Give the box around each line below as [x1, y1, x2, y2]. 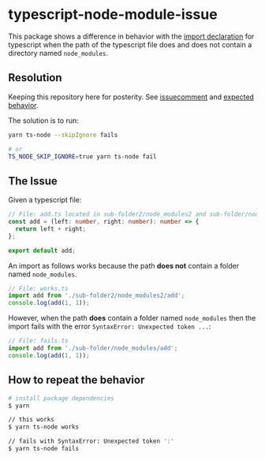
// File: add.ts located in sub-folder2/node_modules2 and [8, 210, 207, 218]
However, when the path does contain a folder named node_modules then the [8, 313, 256, 323]
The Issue [8, 174, 58, 187]
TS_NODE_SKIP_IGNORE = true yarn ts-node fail [8, 152, 157, 161]
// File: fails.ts [8, 337, 69, 345]
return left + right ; [15, 224, 87, 233]
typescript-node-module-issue [8, 6, 218, 24]
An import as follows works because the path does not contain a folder [8, 261, 239, 270]
